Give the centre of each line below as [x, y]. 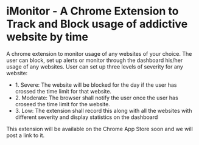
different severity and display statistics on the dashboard [86, 117]
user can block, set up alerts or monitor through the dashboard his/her [95, 60]
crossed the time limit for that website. [63, 91]
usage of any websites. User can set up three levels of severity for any [95, 66]
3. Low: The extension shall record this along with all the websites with [103, 110]
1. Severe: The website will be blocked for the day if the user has [96, 85]
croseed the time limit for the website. [63, 104]
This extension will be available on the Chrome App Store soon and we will [100, 129]
